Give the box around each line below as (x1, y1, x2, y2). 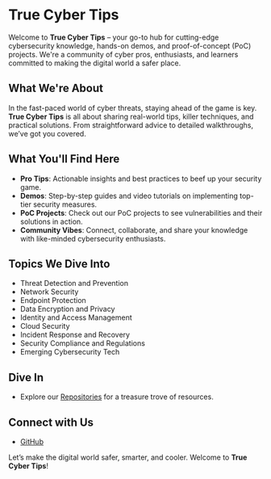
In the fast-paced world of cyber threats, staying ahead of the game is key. (8, 103, 257, 112)
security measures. (33, 200, 98, 209)
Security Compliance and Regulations (19, 338, 145, 348)
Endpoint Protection (19, 296, 86, 305)
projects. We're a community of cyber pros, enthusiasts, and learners (8, 49, 239, 59)
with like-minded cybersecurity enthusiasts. (19, 233, 166, 243)
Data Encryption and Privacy (19, 305, 115, 314)
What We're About (8, 82, 103, 95)
